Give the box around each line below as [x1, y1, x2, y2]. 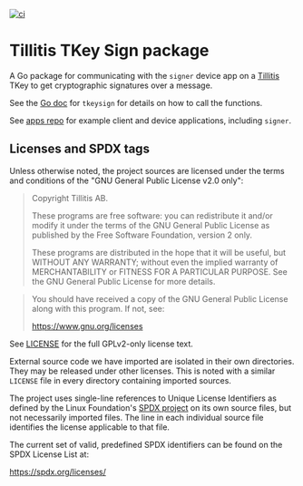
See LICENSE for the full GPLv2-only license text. [9, 338, 193, 349]
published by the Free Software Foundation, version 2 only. [31, 229, 252, 240]
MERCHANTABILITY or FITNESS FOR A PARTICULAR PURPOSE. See [31, 266, 288, 277]
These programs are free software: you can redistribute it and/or [31, 209, 274, 221]
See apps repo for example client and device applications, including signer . [9, 114, 292, 126]
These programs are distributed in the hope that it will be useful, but [31, 247, 287, 258]
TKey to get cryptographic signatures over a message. [9, 80, 213, 91]
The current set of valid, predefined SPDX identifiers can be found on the [9, 439, 283, 450]
